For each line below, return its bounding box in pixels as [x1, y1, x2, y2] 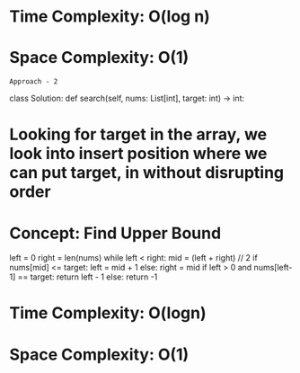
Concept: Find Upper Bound [9, 223, 222, 244]
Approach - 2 [9, 77, 58, 86]
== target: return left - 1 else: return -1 [17, 271, 158, 282]
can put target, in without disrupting [9, 163, 285, 183]
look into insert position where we [9, 144, 268, 164]
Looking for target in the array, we [9, 124, 268, 145]
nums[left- [253, 262, 293, 273]
